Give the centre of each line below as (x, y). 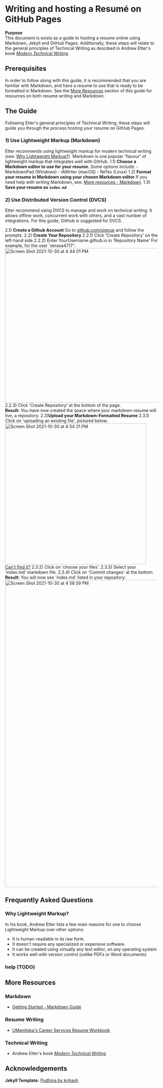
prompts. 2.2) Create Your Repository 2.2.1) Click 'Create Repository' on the (81, 235)
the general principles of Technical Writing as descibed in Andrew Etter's (78, 48)
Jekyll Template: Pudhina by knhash (42, 1080)
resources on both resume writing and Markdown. (55, 96)
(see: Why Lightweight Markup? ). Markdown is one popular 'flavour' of (76, 156)
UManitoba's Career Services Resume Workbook (61, 1030)
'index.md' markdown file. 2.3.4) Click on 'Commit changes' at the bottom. (80, 572)
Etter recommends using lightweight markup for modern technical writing (78, 151)
